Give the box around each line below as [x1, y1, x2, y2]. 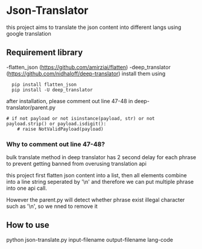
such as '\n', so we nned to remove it [6, 203, 98, 210]
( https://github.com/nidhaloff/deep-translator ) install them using [6, 70, 166, 77]
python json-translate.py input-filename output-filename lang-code [6, 236, 174, 243]
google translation [6, 30, 51, 37]
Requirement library [6, 48, 83, 58]
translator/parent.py [6, 104, 56, 111]
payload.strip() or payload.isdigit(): [6, 121, 107, 127]
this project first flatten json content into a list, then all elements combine [6, 172, 187, 179]
